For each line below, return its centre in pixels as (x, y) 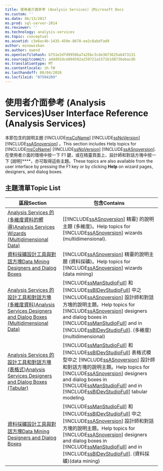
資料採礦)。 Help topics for (101, 261)
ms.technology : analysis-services (40, 32)
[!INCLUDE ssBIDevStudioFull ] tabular (105, 391)
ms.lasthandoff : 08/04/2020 (33, 73)
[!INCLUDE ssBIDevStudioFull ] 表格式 (105, 352)
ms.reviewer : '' (21, 28)
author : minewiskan (25, 46)
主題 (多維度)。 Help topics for (97, 226)
